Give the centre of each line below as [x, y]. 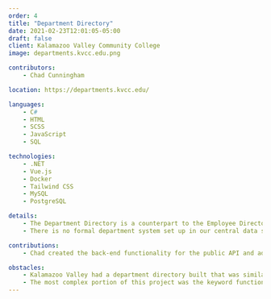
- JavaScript [45, 135]
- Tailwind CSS [48, 186]
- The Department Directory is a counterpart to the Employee [129, 223]
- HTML [34, 119]
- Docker [38, 179]
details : [23, 216]
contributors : [32, 68]
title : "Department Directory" [61, 23]
